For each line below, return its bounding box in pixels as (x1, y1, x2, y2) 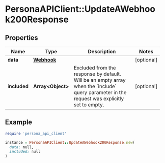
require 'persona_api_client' (5, 131, 67, 136)
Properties (5, 33, 38, 42)
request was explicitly (73, 95, 124, 102)
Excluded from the (73, 65, 116, 71)
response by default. (73, 70, 121, 77)
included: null (9, 149, 41, 154)
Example (5, 118, 32, 127)
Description (88, 48, 116, 55)
